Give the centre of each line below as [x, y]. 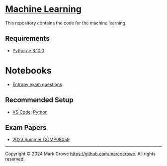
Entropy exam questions [37, 84]
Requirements [27, 39]
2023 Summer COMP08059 [41, 140]
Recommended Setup [39, 100]
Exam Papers [26, 127]
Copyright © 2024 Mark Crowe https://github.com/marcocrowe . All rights [80, 154]
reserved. [15, 159]
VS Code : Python [30, 112]
